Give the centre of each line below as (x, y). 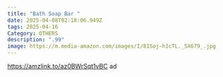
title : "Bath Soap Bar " (44, 14)
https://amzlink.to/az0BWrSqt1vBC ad (62, 66)
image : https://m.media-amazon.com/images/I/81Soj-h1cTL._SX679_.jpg (112, 46)
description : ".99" (36, 40)
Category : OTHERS (33, 33)
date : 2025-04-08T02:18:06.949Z (55, 20)
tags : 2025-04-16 (33, 27)
